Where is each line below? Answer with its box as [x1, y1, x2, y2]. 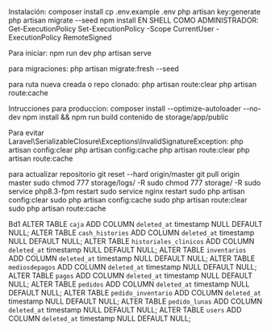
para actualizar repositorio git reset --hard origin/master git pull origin [8, 170, 240, 178]
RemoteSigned [63, 32, 112, 42]
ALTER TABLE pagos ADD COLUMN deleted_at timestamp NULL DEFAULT [8, 270, 252, 280]
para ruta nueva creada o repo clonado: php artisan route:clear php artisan [8, 80, 256, 89]
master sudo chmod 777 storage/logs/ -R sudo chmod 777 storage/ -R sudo [8, 178, 261, 187]
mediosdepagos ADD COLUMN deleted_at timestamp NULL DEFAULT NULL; [8, 262, 257, 271]
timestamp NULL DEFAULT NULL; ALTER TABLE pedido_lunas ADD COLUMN [8, 296, 263, 306]
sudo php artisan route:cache [8, 203, 106, 213]
